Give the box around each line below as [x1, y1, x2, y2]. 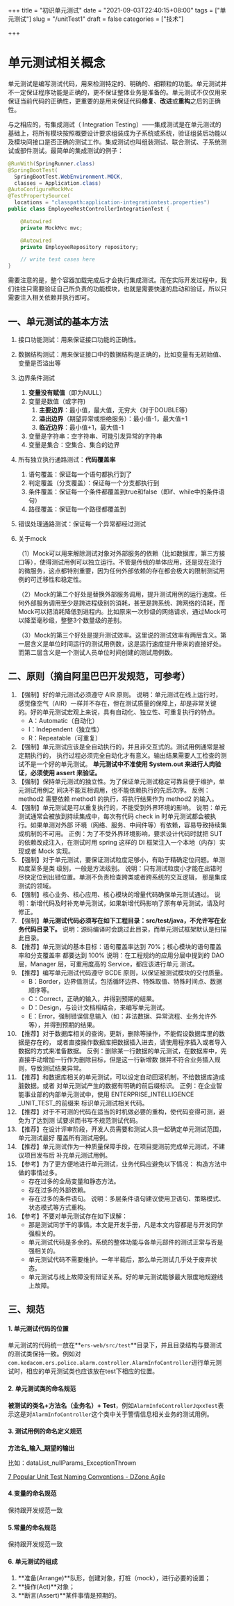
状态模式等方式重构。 [28, 1203, 90, 1211]
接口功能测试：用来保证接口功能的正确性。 [17, 336, 140, 343]
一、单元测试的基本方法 [8, 316, 108, 327]
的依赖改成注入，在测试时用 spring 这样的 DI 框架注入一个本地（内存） [17, 838, 220, 846]
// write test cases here [20, 256, 96, 263]
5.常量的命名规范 [8, 1523, 57, 1532]
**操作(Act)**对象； [17, 1582, 76, 1591]
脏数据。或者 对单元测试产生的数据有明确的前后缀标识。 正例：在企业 [17, 1081, 217, 1089]
